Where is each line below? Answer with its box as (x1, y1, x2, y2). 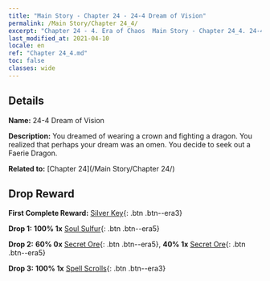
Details (8, 94, 44, 108)
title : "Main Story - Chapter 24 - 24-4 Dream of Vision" (8, 11, 207, 20)
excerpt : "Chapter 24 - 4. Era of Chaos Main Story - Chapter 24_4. (8, 27, 247, 35)
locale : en (8, 42, 45, 50)
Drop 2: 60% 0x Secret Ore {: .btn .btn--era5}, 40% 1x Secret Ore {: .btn (8, 239, 246, 250)
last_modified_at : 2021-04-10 (8, 34, 110, 43)
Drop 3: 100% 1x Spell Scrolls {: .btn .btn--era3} (8, 263, 166, 274)
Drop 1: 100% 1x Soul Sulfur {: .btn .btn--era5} (8, 224, 161, 233)
